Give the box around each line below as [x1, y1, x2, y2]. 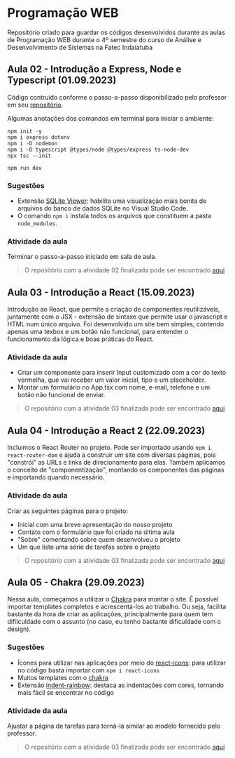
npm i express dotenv [7, 133, 71, 141]
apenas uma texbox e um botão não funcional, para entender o [7, 328, 189, 336]
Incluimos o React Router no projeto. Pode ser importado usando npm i [7, 444, 211, 452]
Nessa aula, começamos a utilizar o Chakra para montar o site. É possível [7, 595, 219, 604]
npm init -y [7, 128, 42, 135]
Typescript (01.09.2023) [7, 74, 117, 86]
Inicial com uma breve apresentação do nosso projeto [17, 520, 173, 528]
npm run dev [7, 164, 42, 171]
